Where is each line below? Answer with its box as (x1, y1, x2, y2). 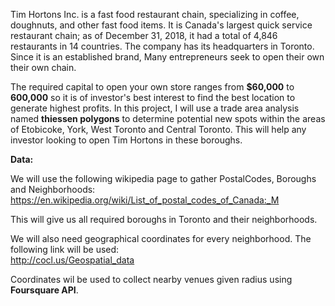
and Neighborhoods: (10, 184, 96, 195)
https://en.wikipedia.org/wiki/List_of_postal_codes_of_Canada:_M (10, 194, 280, 206)
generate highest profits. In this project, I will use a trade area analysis (10, 102, 300, 114)
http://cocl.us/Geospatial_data (10, 254, 135, 266)
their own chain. (10, 62, 77, 73)
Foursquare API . (10, 284, 79, 296)
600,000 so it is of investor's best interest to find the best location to (10, 92, 296, 103)
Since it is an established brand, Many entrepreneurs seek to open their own (10, 51, 325, 63)
